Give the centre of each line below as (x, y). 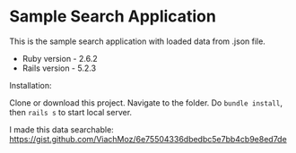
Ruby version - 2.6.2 (60, 58)
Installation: (30, 85)
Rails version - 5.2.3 (59, 68)
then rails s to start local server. (71, 112)
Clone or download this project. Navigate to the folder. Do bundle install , (146, 102)
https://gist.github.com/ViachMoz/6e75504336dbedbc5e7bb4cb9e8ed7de (148, 139)
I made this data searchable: (61, 129)
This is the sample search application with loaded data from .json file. (138, 41)
